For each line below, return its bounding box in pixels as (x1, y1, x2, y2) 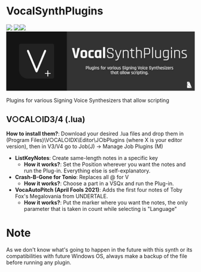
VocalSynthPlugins (6, 4, 103, 18)
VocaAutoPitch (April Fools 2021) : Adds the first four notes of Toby (14, 186, 182, 194)
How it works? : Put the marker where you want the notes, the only (23, 199, 188, 206)
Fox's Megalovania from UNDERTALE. (14, 193, 108, 200)
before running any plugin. (6, 259, 72, 266)
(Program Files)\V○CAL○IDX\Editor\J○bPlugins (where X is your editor (6, 137, 182, 144)
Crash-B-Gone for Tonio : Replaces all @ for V (14, 174, 129, 181)
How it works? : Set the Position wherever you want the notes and (23, 161, 186, 168)
